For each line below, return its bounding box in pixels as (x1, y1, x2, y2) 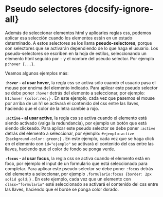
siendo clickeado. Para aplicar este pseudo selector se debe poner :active (5, 125, 156, 131)
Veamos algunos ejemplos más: (5, 70, 69, 76)
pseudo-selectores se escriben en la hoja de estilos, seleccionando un (5, 50, 147, 56)
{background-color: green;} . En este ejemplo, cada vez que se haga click (5, 135, 155, 142)
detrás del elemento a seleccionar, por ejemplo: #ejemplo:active (5, 130, 135, 136)
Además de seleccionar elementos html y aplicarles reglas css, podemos (5, 30, 152, 36)
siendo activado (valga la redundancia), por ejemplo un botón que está (5, 120, 147, 126)
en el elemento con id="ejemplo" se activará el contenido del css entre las (5, 141, 154, 146)
